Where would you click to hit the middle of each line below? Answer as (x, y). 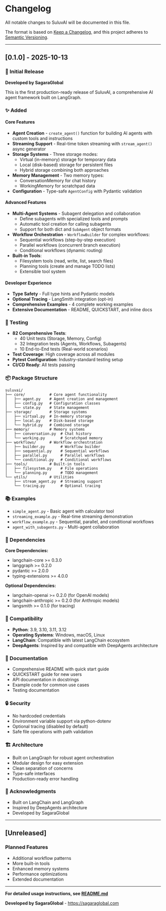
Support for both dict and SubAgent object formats (70, 229)
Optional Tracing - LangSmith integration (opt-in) (63, 299)
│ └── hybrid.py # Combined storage (47, 425)
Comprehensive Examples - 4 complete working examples (73, 304)
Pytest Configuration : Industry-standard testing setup (68, 360)
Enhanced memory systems (41, 868)
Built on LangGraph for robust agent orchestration (63, 758)
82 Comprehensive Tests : (39, 333)
